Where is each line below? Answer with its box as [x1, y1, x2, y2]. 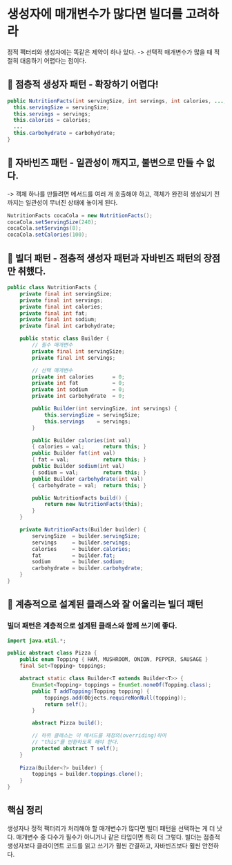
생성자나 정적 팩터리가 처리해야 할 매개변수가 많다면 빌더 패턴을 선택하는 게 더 [7, 824, 215, 832]
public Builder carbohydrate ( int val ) [32, 475, 144, 482]
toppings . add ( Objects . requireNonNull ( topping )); [43, 694, 187, 701]
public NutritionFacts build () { [32, 494, 128, 502]
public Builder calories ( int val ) [32, 437, 131, 444]
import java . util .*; [7, 637, 67, 644]
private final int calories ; [19, 303, 104, 310]
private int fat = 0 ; [32, 380, 126, 387]
